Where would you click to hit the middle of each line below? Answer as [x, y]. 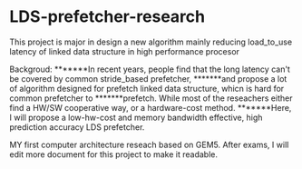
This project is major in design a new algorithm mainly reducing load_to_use [151, 42]
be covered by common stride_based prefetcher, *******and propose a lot [148, 78]
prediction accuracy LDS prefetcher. [77, 127]
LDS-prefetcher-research [107, 17]
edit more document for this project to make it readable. [113, 154]
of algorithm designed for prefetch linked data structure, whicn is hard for [147, 88]
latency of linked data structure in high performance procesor [125, 51]
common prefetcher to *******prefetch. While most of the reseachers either [151, 98]
